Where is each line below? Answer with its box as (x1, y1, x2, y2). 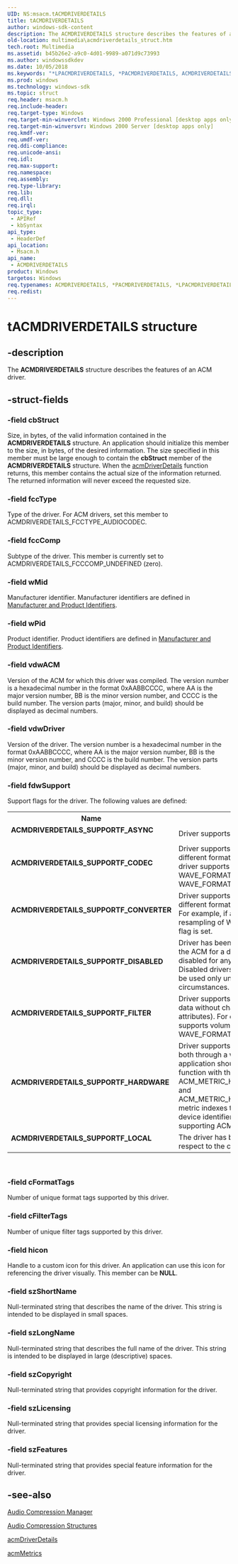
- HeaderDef (10, 235, 46, 242)
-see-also (7, 1489, 52, 1501)
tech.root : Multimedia (7, 43, 74, 50)
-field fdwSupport (7, 780, 71, 790)
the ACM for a (178, 947, 225, 956)
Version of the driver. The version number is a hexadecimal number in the (7, 740, 222, 748)
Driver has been (178, 938, 232, 948)
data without (178, 1003, 220, 1013)
